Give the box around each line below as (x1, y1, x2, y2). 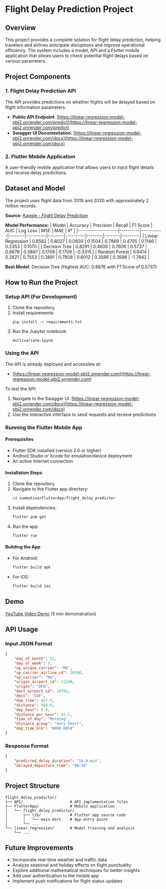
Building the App (5, 544, 41, 550)
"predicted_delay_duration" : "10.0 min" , (14, 758, 101, 764)
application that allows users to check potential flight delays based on (5, 53, 149, 59)
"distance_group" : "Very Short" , (14, 721, 84, 726)
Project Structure (5, 782, 60, 790)
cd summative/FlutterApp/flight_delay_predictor (12, 496, 116, 501)
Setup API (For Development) (5, 293, 77, 300)
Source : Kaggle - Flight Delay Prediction (5, 212, 88, 218)
